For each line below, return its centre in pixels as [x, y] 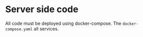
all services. [46, 28]
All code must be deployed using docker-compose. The [63, 23]
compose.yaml [19, 29]
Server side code [42, 9]
